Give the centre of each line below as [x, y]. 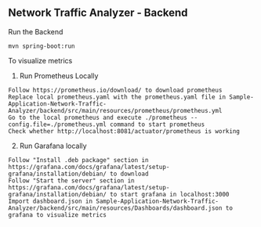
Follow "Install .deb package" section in [78, 160]
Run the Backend [36, 31]
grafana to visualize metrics [58, 214]
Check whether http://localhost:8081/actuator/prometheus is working [124, 131]
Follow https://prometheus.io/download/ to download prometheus [115, 90]
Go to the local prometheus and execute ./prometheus [98, 117]
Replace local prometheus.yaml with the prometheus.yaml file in [117, 97]
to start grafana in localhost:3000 [169, 194]
